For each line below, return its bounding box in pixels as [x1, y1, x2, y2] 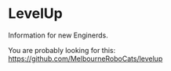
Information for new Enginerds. [8, 30, 108, 40]
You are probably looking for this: [8, 45, 116, 55]
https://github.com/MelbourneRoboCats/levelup [8, 54, 163, 63]
